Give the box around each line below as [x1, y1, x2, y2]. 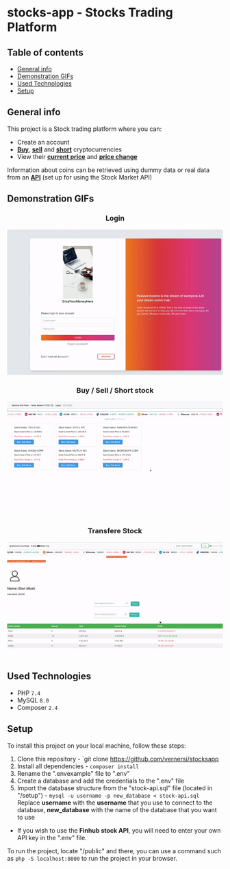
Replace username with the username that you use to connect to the [16, 798, 213, 807]
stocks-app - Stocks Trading [7, 5, 173, 21]
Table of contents [7, 47, 84, 58]
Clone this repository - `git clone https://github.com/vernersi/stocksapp [16, 755, 219, 763]
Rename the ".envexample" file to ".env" [16, 769, 130, 777]
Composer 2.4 [16, 703, 58, 711]
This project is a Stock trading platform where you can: [7, 125, 162, 133]
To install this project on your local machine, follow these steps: [7, 742, 186, 750]
